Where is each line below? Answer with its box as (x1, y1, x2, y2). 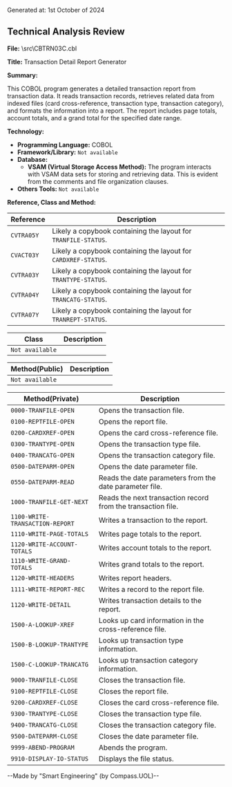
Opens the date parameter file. (99, 461, 198, 471)
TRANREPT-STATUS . (51, 314, 108, 324)
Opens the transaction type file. (99, 439, 201, 449)
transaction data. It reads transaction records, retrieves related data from (7, 91, 215, 100)
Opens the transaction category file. (99, 450, 215, 460)
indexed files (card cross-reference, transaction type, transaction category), (7, 99, 224, 107)
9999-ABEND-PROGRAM (10, 743, 75, 751)
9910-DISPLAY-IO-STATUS (10, 754, 89, 763)
